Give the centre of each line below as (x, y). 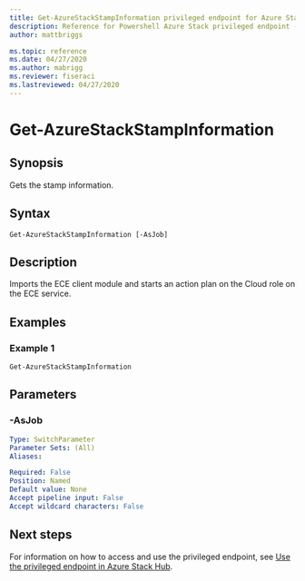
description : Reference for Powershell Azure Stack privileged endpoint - (154, 26)
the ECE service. (40, 294)
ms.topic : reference (49, 51)
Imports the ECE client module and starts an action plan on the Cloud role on (152, 284)
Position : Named (40, 481)
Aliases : (26, 456)
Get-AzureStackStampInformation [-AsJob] (89, 234)
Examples (38, 322)
